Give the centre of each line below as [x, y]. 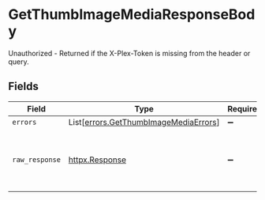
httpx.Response [97, 160]
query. [19, 62]
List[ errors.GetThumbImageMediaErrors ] [144, 122]
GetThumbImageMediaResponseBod [132, 15]
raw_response [37, 159]
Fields [24, 87]
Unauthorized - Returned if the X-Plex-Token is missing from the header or [129, 53]
